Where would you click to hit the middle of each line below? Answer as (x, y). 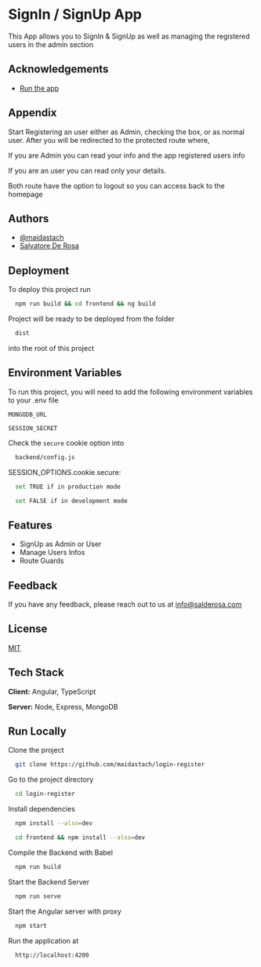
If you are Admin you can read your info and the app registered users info (127, 155)
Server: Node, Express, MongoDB (63, 706)
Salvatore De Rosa (49, 246)
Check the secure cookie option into (66, 443)
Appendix (33, 113)
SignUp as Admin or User (60, 544)
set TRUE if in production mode (68, 487)
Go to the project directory (51, 779)
